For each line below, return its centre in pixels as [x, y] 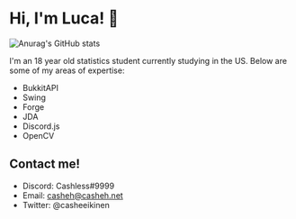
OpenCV [38, 135]
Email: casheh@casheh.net [72, 195]
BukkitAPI [40, 87]
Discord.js [41, 126]
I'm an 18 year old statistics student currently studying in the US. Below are [148, 60]
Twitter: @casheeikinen [66, 205]
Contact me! [45, 164]
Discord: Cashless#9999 [68, 186]
